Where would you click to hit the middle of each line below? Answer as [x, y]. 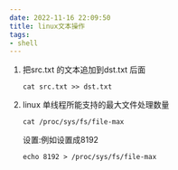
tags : [19, 34]
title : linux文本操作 [47, 26]
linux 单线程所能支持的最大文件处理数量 [96, 105]
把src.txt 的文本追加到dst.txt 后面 [84, 70]
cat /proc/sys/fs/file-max [73, 122]
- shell [24, 43]
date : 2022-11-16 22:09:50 [60, 18]
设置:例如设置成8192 [61, 140]
